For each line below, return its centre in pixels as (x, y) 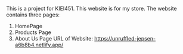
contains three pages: (33, 15)
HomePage (29, 26)
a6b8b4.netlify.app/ (39, 45)
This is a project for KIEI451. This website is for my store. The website (91, 9)
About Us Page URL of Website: (54, 38)
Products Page (33, 32)
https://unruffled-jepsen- (125, 38)
